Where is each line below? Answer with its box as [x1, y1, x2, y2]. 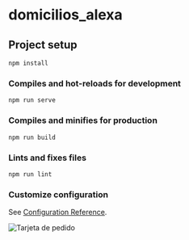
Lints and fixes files [8, 152, 87, 163]
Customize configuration [8, 188, 109, 200]
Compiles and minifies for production [8, 115, 157, 126]
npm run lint [8, 170, 52, 179]
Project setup [8, 38, 78, 52]
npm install [8, 59, 48, 67]
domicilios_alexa [8, 6, 123, 24]
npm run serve [8, 96, 57, 104]
